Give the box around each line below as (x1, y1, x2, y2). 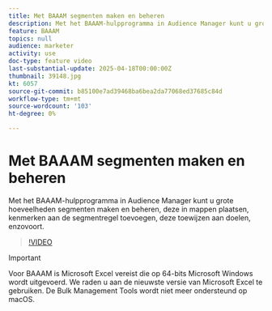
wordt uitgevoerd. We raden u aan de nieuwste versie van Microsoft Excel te (8, 277, 263, 287)
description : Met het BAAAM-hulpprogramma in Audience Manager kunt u (8, 19, 252, 28)
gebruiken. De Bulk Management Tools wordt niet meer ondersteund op (8, 285, 248, 296)
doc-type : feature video (8, 58, 92, 66)
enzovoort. (8, 221, 45, 231)
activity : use (8, 49, 57, 58)
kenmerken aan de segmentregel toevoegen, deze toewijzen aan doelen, (8, 212, 251, 223)
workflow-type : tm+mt (8, 95, 82, 103)
